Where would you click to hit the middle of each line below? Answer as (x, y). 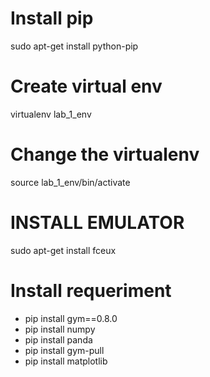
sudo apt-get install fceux (63, 250)
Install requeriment (91, 290)
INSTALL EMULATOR (97, 223)
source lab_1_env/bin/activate (70, 182)
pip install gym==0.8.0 (71, 318)
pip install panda (58, 339)
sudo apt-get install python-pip (74, 46)
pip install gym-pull (64, 350)
